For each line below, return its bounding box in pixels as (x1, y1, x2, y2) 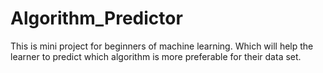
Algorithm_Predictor (10, 7, 183, 30)
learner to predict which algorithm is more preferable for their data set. (10, 50, 302, 62)
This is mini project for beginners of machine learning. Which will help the (10, 40, 314, 52)
